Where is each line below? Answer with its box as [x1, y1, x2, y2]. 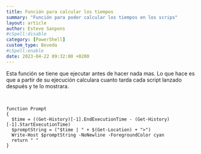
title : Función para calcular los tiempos [6, 8, 114, 15]
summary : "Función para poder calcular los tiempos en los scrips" [6, 14, 178, 20]
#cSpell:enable [6, 48, 44, 54]
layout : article [6, 20, 47, 26]
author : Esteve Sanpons [6, 25, 66, 32]
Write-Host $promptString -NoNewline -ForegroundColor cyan [11, 132, 165, 138]
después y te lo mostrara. [6, 82, 69, 90]
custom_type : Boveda [6, 43, 58, 49]
